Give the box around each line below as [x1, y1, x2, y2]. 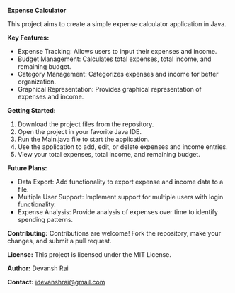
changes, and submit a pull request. [7, 237, 112, 245]
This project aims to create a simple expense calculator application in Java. [7, 20, 227, 28]
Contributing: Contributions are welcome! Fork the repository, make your [7, 229, 222, 237]
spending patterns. [17, 216, 73, 223]
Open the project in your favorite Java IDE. [17, 128, 142, 136]
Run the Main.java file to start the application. [17, 135, 150, 143]
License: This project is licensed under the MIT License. [7, 250, 172, 258]
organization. [17, 77, 57, 86]
